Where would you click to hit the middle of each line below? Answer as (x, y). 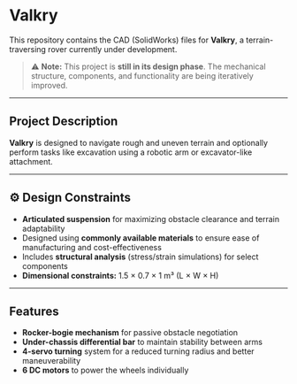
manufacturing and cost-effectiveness (91, 247)
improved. (49, 85)
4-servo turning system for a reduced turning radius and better (138, 351)
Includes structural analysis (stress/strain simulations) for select (140, 257)
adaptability (43, 228)
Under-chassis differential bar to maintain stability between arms (142, 342)
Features (34, 311)
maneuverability (51, 361)
